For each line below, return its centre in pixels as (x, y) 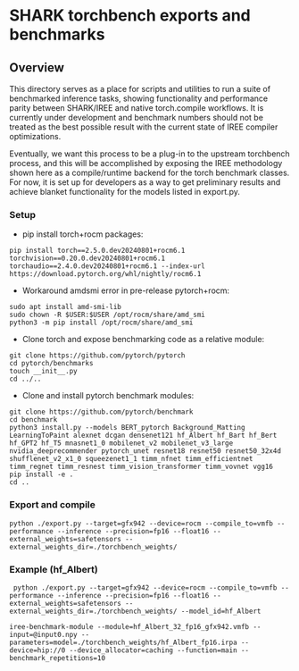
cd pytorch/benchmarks (51, 364)
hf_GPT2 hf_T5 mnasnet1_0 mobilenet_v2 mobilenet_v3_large (121, 443)
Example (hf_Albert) (54, 569)
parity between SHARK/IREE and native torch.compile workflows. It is (137, 108)
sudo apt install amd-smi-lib (66, 307)
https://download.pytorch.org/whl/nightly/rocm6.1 (105, 274)
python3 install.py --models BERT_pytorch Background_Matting (127, 428)
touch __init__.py (43, 372)
